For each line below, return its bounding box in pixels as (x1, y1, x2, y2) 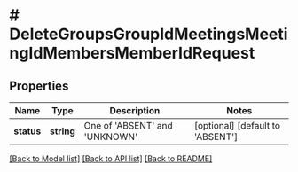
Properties (9, 78, 69, 93)
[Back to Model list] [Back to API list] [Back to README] (9, 153, 213, 164)
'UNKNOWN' (83, 130, 138, 143)
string (49, 125, 75, 137)
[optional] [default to (193, 120, 281, 131)
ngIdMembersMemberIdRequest (9, 43, 255, 63)
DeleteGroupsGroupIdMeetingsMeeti (9, 24, 288, 44)
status (13, 125, 42, 137)
